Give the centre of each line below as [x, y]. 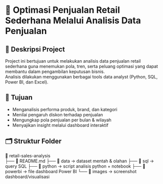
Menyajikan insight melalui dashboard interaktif [60, 125]
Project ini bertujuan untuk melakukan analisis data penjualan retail [73, 61]
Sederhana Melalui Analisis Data [73, 20]
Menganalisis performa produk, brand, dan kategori [65, 109]
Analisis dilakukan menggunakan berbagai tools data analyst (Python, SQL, [81, 77]
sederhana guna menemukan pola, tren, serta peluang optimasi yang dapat [81, 66]
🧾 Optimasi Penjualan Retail [62, 10]
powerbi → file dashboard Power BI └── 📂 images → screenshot [71, 171]
